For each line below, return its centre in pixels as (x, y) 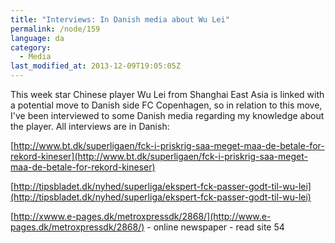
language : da (37, 38)
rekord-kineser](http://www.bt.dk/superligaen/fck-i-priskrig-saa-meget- (159, 156)
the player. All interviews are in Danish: (90, 126)
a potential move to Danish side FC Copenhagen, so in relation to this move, (166, 105)
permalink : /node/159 (55, 29)
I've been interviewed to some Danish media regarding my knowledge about (167, 115)
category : (31, 47)
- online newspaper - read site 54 (215, 227)
